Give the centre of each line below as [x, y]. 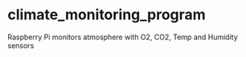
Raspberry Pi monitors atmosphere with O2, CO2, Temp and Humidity [123, 37]
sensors [21, 45]
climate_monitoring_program [107, 15]
